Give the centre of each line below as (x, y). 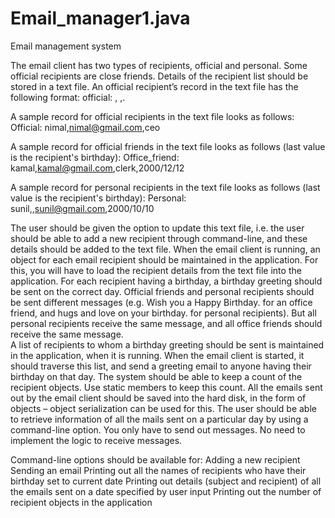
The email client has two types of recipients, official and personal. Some (159, 65)
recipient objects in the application (81, 502)
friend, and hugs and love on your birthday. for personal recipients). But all (163, 313)
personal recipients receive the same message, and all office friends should (166, 323)
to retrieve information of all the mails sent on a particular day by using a (159, 419)
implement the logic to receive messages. (96, 440)
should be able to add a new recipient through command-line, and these (159, 238)
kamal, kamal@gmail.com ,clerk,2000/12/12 (97, 168)
